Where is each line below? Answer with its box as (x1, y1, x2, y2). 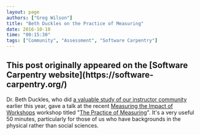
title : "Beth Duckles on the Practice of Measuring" (6, 20, 144, 26)
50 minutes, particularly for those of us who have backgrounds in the (6, 115, 181, 123)
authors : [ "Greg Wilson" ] (6, 15, 72, 21)
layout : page (6, 9, 40, 15)
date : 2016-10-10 (6, 26, 51, 33)
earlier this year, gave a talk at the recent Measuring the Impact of (6, 102, 173, 109)
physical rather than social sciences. (6, 121, 99, 129)
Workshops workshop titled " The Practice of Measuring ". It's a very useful (6, 109, 194, 116)
